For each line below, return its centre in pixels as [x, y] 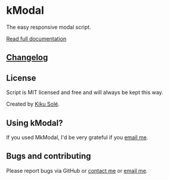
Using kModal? [35, 123]
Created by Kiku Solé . [33, 104]
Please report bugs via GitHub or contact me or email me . [77, 170]
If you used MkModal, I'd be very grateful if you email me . [77, 137]
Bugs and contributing [49, 156]
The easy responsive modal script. [49, 27]
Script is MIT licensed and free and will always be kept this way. [85, 92]
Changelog [27, 58]
